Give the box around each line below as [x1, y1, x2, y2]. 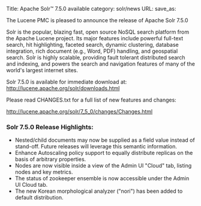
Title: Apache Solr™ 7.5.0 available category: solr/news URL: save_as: [6, 5, 176, 12]
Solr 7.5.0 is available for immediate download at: [6, 78, 127, 85]
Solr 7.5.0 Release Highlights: [6, 123, 94, 131]
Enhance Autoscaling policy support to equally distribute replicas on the [14, 150, 193, 157]
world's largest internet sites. [6, 67, 79, 74]
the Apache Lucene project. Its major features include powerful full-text [6, 35, 184, 41]
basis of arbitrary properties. [14, 156, 86, 163]
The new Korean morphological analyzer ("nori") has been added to [14, 187, 183, 195]
